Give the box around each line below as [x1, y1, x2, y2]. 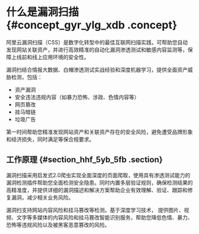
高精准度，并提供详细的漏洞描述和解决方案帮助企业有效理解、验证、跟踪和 [6, 186, 188, 193]
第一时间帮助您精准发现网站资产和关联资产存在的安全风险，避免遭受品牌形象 [6, 128, 193, 135]
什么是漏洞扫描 [6, 5, 79, 19]
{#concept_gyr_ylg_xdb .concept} [6, 18, 178, 32]
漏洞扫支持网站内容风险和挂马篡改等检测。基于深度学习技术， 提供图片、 [6, 206, 184, 213]
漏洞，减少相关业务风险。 [11, 194, 74, 201]
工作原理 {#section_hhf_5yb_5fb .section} [6, 155, 163, 165]
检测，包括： [11, 73, 43, 81]
